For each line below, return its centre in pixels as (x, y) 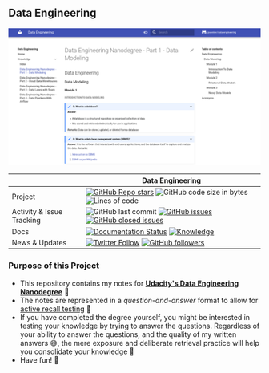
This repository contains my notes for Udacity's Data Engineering (129, 283)
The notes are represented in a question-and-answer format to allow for (139, 300)
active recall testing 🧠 (56, 309)
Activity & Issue (37, 212)
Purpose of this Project (54, 266)
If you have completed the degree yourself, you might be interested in (135, 317)
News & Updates (39, 242)
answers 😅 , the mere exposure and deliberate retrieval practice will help (140, 343)
